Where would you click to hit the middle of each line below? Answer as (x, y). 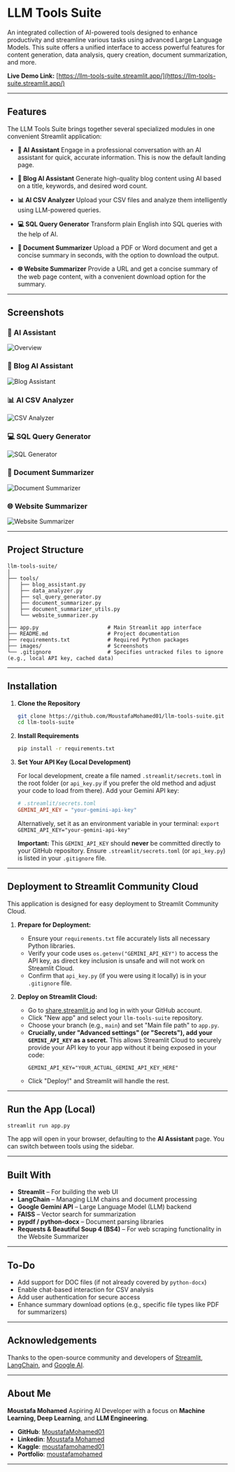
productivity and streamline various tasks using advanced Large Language (115, 39)
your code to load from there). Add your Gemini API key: (98, 791)
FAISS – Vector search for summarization (77, 1215)
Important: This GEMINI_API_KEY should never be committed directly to (119, 843)
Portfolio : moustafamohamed (60, 1454)
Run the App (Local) (51, 1110)
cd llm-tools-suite (46, 723)
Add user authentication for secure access (79, 1297)
